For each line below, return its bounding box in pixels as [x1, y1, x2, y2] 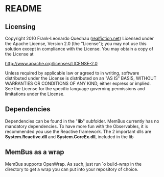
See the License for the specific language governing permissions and [5, 86, 145, 91]
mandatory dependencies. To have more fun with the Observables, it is [5, 123, 148, 129]
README [5, 3, 42, 14]
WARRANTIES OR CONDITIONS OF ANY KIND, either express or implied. [5, 80, 151, 86]
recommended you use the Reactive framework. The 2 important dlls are [5, 128, 152, 134]
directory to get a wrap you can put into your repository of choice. [5, 166, 139, 172]
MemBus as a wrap [5, 148, 65, 156]
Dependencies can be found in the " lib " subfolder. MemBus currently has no [5, 118, 160, 124]
